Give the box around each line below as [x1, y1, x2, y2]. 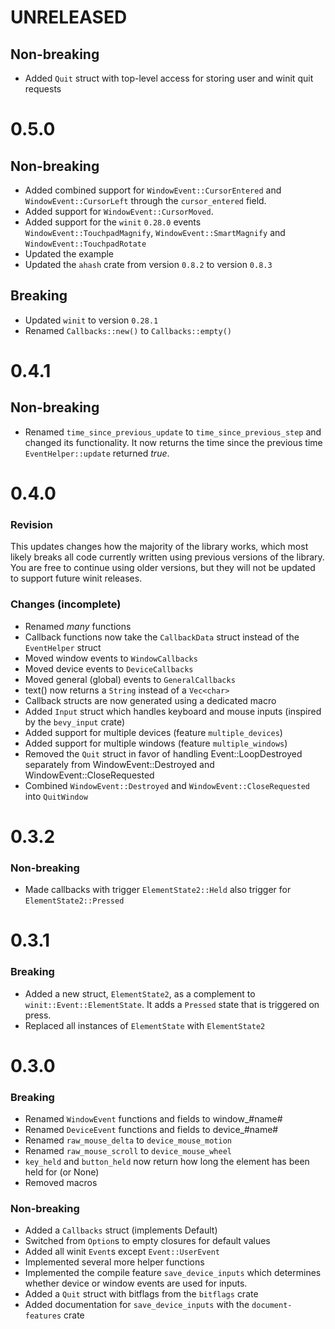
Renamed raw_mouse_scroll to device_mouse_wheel [24, 1145, 232, 1157]
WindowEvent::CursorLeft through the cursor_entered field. [24, 195, 267, 206]
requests [24, 83, 62, 95]
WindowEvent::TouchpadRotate [24, 239, 147, 249]
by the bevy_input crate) [24, 716, 126, 728]
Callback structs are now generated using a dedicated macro [24, 694, 277, 706]
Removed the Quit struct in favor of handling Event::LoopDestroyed [24, 747, 303, 760]
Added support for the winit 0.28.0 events [24, 216, 202, 228]
